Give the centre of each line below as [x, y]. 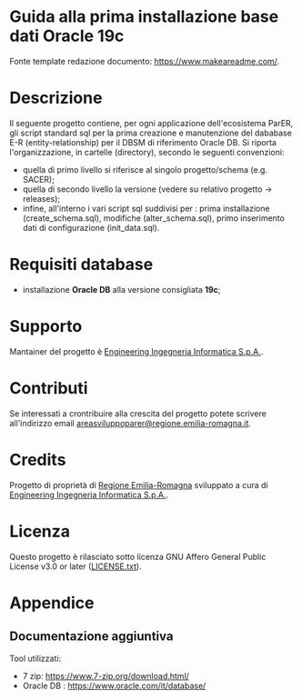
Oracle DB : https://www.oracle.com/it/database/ [114, 685]
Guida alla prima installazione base [144, 17]
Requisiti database [81, 265]
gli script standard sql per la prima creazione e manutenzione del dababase [151, 133]
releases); [41, 198]
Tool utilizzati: [35, 658]
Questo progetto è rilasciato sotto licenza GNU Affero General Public [138, 556]
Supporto [46, 326]
